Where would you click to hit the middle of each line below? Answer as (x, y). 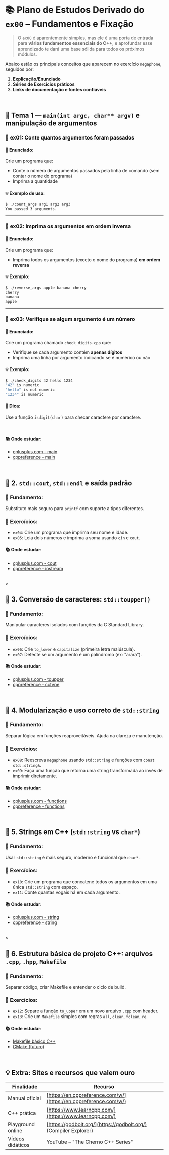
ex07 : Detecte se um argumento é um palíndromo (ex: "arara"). (77, 654)
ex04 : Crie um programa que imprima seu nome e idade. (70, 533)
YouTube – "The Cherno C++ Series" (90, 1142)
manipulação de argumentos (51, 124)
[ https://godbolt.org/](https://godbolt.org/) (97, 1124)
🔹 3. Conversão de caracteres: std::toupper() (78, 599)
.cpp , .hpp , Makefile (36, 962)
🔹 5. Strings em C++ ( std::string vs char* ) (73, 832)
